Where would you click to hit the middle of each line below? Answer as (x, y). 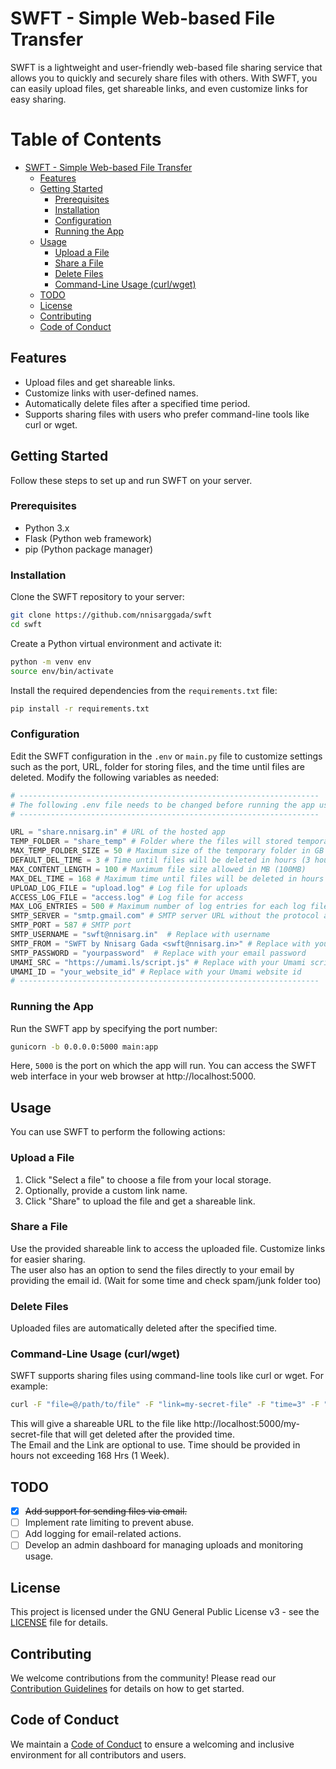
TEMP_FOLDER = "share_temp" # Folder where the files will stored (151, 842)
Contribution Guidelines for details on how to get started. (127, 1688)
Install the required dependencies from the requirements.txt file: (144, 690)
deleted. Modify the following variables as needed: (115, 777)
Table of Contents (86, 139)
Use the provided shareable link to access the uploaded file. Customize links (168, 1248)
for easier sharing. (48, 1259)
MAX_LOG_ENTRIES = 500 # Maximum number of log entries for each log (158, 907)
